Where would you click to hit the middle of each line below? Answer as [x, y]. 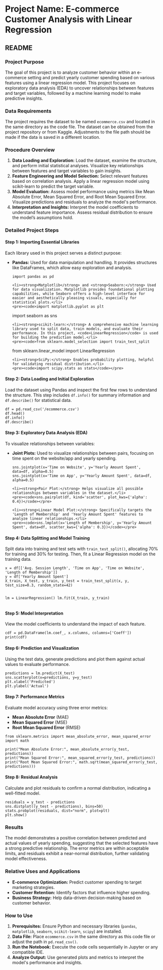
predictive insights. [24, 98]
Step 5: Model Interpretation [34, 613]
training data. [18, 559]
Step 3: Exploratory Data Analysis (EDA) [46, 433]
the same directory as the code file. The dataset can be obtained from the [79, 127]
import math [17, 741]
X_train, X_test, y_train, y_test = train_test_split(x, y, [67, 581]
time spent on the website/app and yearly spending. [64, 458]
